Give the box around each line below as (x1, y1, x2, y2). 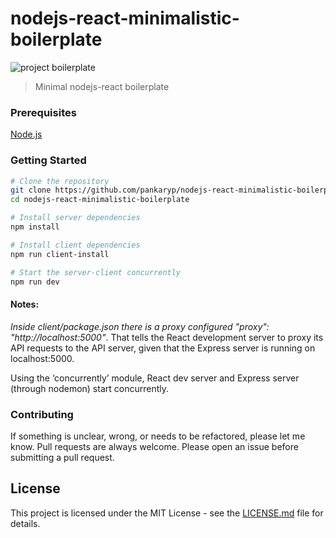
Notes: (10, 298, 40, 310)
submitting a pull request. (10, 451, 115, 463)
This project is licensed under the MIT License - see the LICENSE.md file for (10, 507, 324, 519)
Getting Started (10, 153, 87, 167)
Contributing (10, 407, 74, 421)
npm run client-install (10, 249, 110, 259)
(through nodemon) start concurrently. (10, 382, 169, 394)
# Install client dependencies (10, 240, 141, 250)
